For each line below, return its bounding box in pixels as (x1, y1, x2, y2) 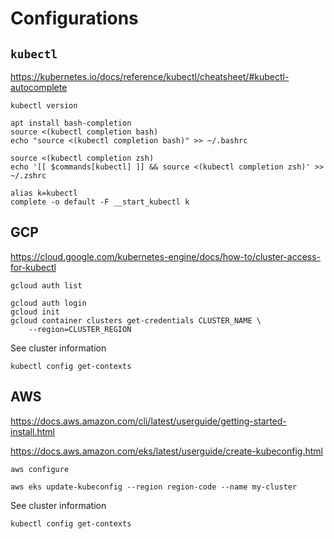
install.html (10, 425, 55, 437)
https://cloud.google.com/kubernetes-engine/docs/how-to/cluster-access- (10, 250, 322, 262)
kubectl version (10, 101, 78, 111)
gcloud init (10, 307, 60, 317)
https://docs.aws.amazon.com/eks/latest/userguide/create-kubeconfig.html (10, 445, 323, 457)
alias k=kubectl (10, 188, 78, 198)
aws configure (10, 464, 70, 474)
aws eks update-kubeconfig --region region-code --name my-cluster (10, 482, 298, 492)
